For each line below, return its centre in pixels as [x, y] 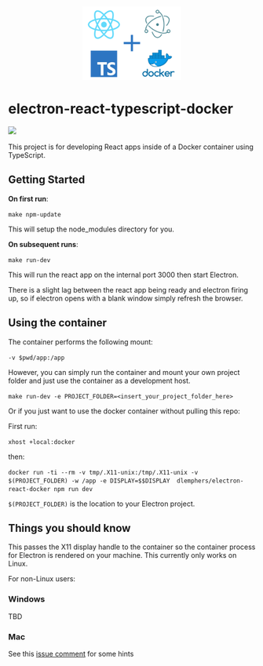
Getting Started [47, 180]
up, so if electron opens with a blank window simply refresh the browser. [126, 298]
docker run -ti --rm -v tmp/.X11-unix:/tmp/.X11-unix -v [103, 472]
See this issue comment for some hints [71, 653]
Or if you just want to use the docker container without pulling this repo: [124, 411]
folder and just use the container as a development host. [99, 380]
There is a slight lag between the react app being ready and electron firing [128, 289]
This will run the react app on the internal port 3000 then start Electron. [124, 275]
